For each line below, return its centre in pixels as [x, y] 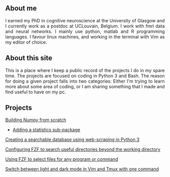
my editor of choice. [26, 42]
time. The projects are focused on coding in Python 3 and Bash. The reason [85, 76]
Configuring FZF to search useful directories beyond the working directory [83, 150]
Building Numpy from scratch [36, 120]
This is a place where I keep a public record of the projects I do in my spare [85, 70]
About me [21, 8]
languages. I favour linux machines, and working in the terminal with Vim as [85, 37]
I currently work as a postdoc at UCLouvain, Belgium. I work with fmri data [85, 26]
